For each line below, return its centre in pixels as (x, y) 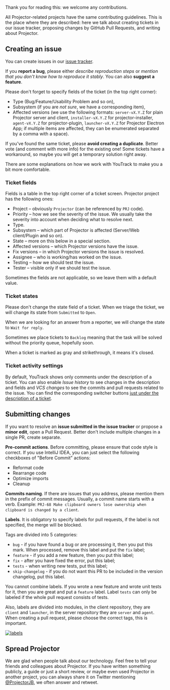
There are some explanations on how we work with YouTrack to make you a (84, 164)
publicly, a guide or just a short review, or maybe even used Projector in (80, 672)
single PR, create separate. (33, 437)
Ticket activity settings (34, 366)
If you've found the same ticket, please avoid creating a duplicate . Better (82, 143)
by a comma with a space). (41, 134)
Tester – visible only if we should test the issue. (62, 268)
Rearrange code (29, 473)
